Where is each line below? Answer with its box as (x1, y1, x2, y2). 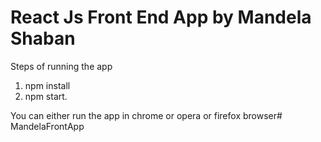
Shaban (10, 27, 76, 50)
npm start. (24, 90, 68, 102)
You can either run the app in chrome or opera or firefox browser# (10, 109, 283, 121)
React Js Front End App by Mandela (10, 6, 312, 29)
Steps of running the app (10, 60, 113, 72)
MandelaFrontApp (10, 120, 85, 132)
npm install (24, 79, 71, 91)
